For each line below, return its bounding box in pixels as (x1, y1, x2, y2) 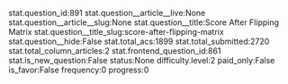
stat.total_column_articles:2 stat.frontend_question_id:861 (8, 46, 221, 56)
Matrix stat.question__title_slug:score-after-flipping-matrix (8, 27, 224, 37)
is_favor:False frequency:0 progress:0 (8, 64, 149, 75)
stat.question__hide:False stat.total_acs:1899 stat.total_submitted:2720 (8, 36, 270, 46)
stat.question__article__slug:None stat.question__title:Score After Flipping (8, 17, 280, 28)
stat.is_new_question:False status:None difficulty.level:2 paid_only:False (8, 55, 275, 65)
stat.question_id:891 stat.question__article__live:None (8, 8, 206, 18)
